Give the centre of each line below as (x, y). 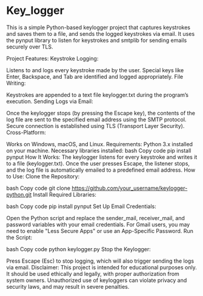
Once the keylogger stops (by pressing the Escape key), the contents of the (101, 113)
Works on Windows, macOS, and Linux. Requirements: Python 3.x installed (99, 144)
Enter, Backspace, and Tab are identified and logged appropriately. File (95, 76)
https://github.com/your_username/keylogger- (130, 188)
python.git (19, 194)
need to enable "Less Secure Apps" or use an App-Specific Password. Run (100, 230)
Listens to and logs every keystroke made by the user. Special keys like (95, 70)
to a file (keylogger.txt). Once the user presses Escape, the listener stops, (98, 163)
